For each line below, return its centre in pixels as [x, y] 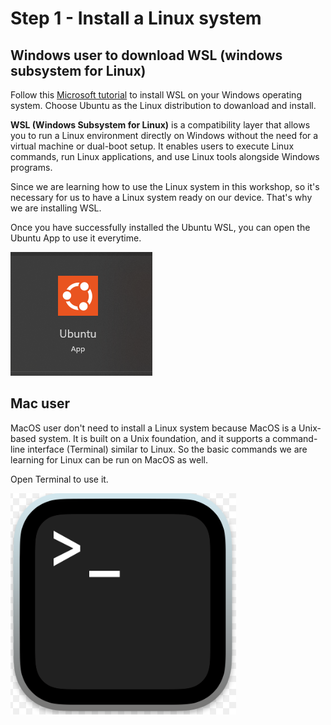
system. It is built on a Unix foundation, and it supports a [154, 438]
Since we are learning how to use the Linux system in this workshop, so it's [165, 186]
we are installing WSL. [56, 208]
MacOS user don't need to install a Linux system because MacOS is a [153, 428]
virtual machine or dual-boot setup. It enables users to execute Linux [152, 146]
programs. [31, 167]
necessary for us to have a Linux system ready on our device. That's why [161, 197]
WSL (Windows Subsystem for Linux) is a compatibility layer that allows [160, 125]
